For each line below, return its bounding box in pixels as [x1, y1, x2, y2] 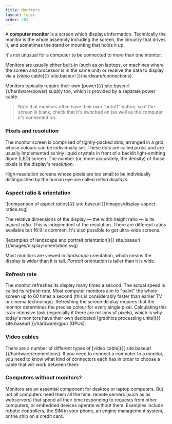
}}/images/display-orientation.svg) [5, 242, 78, 248]
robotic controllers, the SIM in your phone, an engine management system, [5, 408, 164, 414]
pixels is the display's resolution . [5, 161, 74, 167]
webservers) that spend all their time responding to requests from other [5, 396, 157, 403]
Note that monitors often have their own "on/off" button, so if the [17, 104, 155, 110]
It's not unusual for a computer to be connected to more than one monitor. [5, 52, 162, 58]
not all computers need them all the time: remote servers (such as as [5, 391, 150, 397]
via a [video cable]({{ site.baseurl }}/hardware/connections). [5, 73, 133, 79]
